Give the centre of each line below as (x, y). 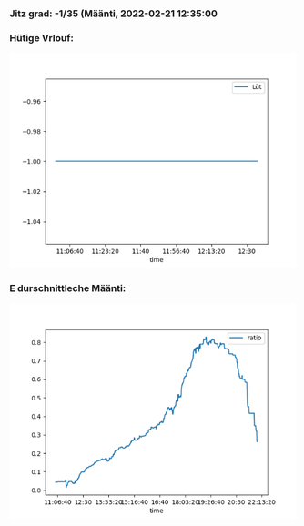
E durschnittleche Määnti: (68, 288)
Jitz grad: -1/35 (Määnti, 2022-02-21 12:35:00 (114, 14)
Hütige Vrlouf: (42, 37)
